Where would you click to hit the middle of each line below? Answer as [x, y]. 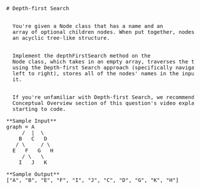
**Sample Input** [31, 121]
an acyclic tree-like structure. [61, 38]
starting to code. [39, 109]
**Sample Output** [33, 174]
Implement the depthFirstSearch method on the [81, 56]
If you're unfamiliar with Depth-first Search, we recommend [103, 97]
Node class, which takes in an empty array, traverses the [100, 62]
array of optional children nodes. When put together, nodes [103, 32]
